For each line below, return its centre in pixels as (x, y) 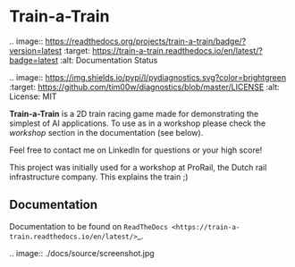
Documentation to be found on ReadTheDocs (88, 226)
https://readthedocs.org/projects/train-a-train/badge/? (146, 41)
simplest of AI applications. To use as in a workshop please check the (138, 123)
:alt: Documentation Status (109, 60)
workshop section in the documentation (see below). (106, 132)
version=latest (36, 50)
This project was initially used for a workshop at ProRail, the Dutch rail (138, 167)
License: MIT (33, 96)
